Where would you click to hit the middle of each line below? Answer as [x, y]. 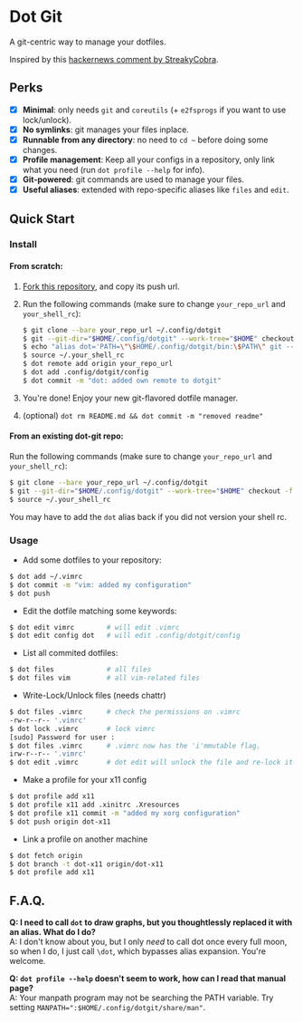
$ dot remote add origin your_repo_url [98, 364]
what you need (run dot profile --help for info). [114, 170]
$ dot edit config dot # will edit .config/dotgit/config [125, 636]
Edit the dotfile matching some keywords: [99, 611]
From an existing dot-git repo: [66, 436]
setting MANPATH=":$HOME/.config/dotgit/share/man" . [108, 1008]
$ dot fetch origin [46, 855]
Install [24, 245]
